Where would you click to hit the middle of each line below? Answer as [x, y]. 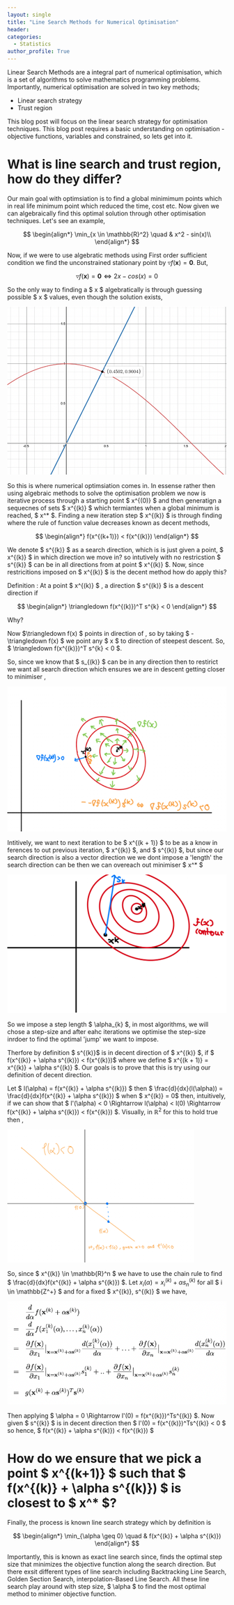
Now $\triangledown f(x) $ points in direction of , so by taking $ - [101, 634]
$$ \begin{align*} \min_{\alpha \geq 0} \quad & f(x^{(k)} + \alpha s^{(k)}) [117, 1536]
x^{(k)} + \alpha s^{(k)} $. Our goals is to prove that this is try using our [109, 1067]
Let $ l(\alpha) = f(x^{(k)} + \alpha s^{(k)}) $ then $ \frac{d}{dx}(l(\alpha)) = [115, 1088]
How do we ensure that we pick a [104, 1458]
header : [18, 29]
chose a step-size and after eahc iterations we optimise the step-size [107, 1032]
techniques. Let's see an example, [56, 220]
